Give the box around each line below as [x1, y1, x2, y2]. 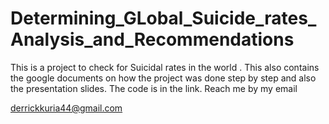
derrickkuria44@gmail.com [10, 102, 123, 114]
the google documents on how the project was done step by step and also [10, 72, 317, 84]
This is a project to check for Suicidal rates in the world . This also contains [10, 61, 320, 73]
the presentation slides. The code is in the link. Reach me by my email [10, 82, 298, 94]
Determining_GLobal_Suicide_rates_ [10, 7, 317, 30]
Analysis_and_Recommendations [10, 28, 295, 51]
